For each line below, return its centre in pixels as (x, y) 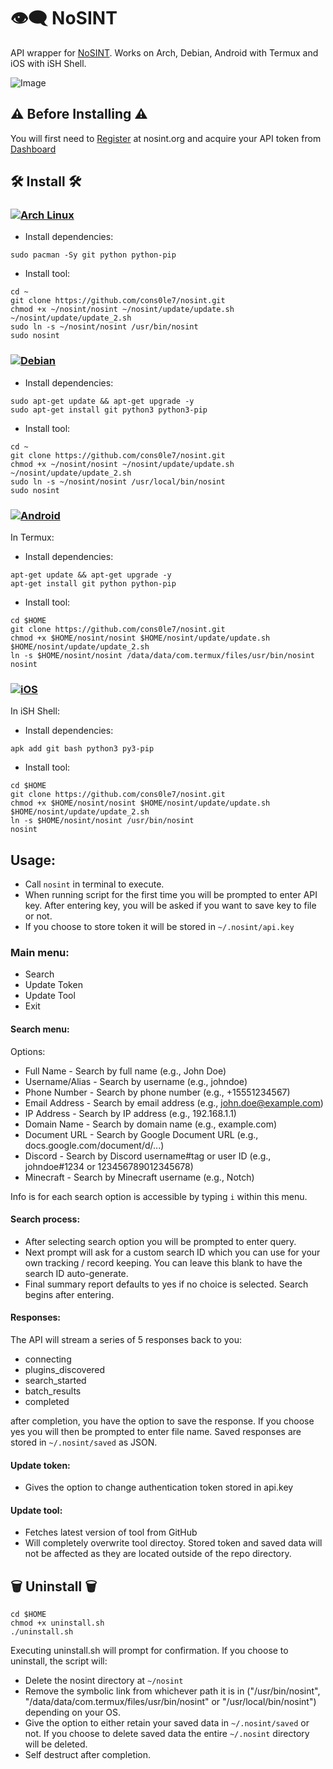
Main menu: (40, 953)
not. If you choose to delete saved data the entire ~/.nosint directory (167, 1734)
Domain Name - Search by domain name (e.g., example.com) (151, 1124)
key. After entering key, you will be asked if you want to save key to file (170, 906)
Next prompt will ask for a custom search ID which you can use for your (172, 1252)
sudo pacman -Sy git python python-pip (93, 255)
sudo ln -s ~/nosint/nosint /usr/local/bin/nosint (118, 481)
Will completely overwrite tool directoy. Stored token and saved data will (173, 1543)
